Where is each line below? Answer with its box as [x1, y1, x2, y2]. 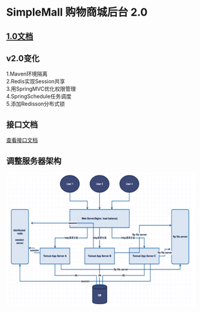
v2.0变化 [6, 53, 40, 63]
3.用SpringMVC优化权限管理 [6, 85, 76, 93]
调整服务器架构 [6, 156, 62, 166]
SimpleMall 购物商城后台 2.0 [6, 5, 148, 19]
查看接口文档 [6, 137, 38, 144]
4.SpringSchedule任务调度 [6, 93, 72, 100]
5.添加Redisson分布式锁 [6, 100, 65, 108]
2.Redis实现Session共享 [6, 78, 65, 85]
